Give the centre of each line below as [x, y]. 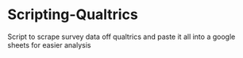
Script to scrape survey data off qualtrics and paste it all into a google [121, 37]
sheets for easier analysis [49, 44]
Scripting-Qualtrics [73, 15]
